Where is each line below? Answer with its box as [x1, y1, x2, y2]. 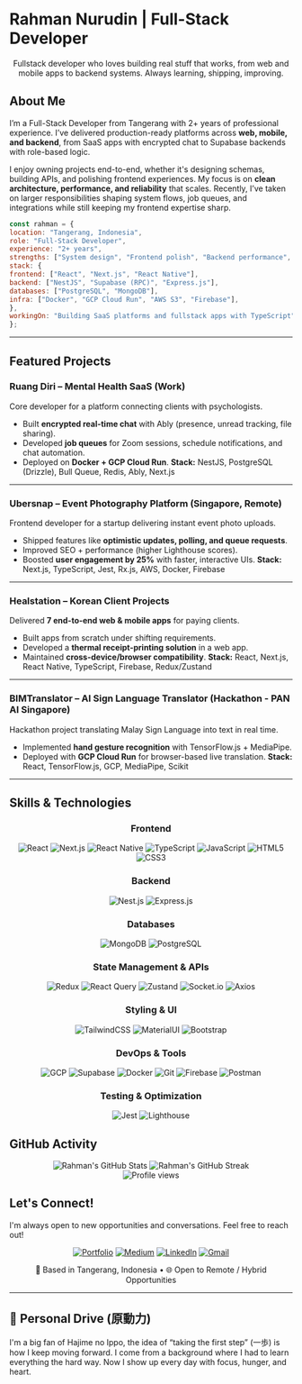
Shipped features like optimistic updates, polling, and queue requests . [22, 535, 288, 546]
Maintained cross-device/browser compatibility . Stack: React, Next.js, [22, 651, 289, 662]
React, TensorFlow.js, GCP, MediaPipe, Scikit [22, 760, 189, 771]
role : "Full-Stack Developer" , [9, 236, 127, 245]
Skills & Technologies [9, 796, 132, 811]
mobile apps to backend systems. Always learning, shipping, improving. [18, 68, 284, 78]
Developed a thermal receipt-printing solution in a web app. [22, 642, 249, 653]
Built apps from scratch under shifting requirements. [22, 633, 217, 643]
